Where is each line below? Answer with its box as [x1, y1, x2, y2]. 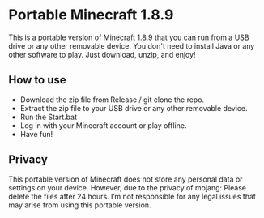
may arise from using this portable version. [8, 200, 151, 210]
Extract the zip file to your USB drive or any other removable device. [19, 103, 249, 113]
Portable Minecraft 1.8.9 [8, 6, 174, 24]
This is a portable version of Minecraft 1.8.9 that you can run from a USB [8, 32, 249, 42]
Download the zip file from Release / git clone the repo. [19, 95, 205, 105]
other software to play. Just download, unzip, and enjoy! [8, 49, 196, 59]
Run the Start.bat [19, 112, 77, 122]
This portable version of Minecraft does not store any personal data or [8, 174, 243, 184]
